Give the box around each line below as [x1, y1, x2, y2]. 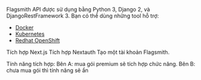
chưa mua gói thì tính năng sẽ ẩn [6, 67, 89, 74]
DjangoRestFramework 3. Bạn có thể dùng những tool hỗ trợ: [6, 12, 159, 19]
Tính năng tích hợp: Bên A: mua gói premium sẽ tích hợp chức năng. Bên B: [6, 61, 196, 67]
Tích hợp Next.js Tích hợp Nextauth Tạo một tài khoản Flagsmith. [6, 48, 170, 56]
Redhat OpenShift [15, 37, 60, 44]
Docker [15, 24, 34, 31]
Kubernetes [15, 30, 45, 38]
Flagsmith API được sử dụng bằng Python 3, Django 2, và [6, 6, 150, 13]
